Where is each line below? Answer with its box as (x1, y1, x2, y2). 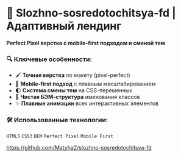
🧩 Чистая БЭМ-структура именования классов (15, 93, 140, 101)
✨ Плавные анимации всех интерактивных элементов (15, 100, 159, 107)
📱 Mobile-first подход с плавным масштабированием (15, 80, 156, 88)
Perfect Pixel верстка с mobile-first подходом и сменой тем (6, 39, 166, 46)
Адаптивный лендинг (6, 19, 122, 33)
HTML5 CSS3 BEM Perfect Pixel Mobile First (6, 133, 114, 139)
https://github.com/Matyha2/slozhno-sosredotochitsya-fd (6, 144, 152, 151)
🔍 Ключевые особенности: (6, 55, 93, 64)
